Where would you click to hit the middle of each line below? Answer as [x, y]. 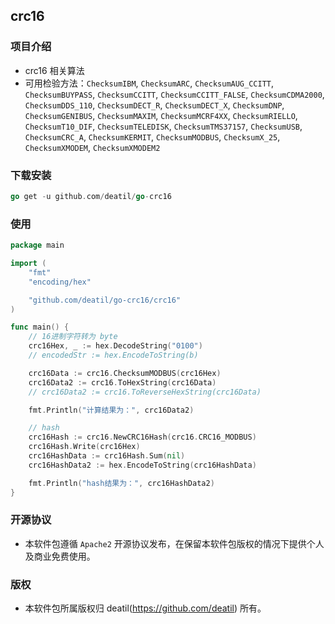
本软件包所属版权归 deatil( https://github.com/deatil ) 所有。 [145, 608]
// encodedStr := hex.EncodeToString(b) [113, 355]
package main [37, 245]
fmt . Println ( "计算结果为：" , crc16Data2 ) [111, 410]
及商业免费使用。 [60, 556]
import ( [28, 264]
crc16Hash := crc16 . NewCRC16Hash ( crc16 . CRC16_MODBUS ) [142, 437]
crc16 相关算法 [54, 70]
